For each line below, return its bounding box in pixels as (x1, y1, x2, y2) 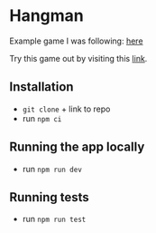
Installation (9, 79, 74, 95)
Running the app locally (9, 140, 145, 155)
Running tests (9, 189, 90, 205)
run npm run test (22, 214, 87, 225)
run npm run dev (22, 163, 83, 174)
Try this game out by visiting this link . (9, 53, 148, 63)
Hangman (9, 5, 84, 26)
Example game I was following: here (9, 35, 143, 46)
